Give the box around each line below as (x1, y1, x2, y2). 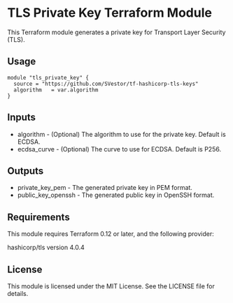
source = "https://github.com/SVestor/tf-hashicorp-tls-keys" (13, 80, 199, 87)
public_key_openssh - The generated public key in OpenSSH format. (17, 191, 215, 200)
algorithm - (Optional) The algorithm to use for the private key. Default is (17, 130, 226, 138)
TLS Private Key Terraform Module (7, 5, 212, 21)
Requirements (7, 211, 70, 223)
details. (7, 290, 29, 297)
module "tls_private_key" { (7, 74, 90, 81)
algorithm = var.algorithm (13, 86, 99, 94)
